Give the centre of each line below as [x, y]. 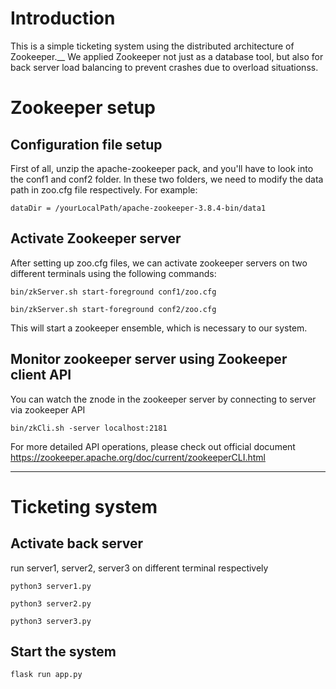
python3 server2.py [51, 603]
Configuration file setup [86, 144]
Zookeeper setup [83, 108]
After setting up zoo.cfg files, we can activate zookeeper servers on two [159, 263]
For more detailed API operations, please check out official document [153, 446]
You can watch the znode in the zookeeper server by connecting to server [163, 399]
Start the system [63, 651]
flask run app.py [46, 675]
